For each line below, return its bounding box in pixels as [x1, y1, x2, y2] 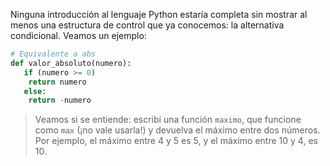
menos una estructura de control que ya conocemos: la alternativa [10, 19, 285, 31]
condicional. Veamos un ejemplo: [10, 30, 147, 41]
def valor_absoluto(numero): [10, 58, 132, 68]
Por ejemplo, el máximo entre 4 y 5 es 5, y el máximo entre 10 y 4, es [34, 135, 318, 147]
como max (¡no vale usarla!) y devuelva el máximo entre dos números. [34, 124, 321, 136]
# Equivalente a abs [10, 49, 97, 59]
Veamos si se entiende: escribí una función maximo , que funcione [34, 114, 302, 126]
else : [23, 86, 47, 96]
